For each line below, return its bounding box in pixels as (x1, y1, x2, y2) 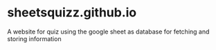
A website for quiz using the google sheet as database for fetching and (7, 27, 210, 36)
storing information (7, 34, 62, 42)
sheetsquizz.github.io (7, 5, 137, 21)
